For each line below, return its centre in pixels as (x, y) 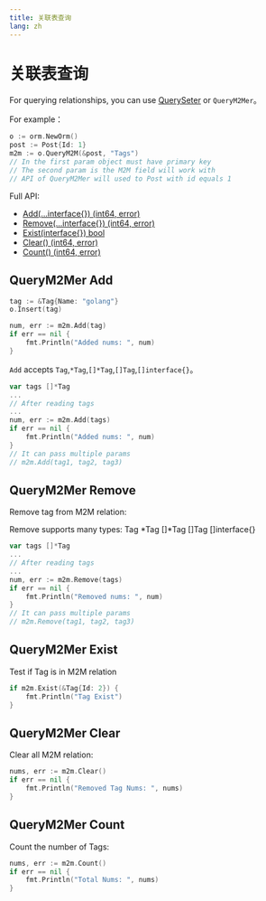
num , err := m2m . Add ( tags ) (60, 420)
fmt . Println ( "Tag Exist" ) (74, 697)
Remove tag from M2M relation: (68, 512)
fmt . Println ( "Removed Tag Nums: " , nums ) (104, 788)
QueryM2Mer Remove (73, 490)
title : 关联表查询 (41, 18)
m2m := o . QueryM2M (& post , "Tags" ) (74, 154)
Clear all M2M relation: (51, 755)
